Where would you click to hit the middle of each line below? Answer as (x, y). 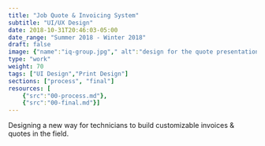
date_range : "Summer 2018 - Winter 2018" (77, 37)
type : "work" (30, 60)
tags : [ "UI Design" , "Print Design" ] (68, 74)
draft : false (30, 45)
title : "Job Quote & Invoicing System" (74, 15)
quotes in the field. (39, 133)
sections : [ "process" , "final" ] (61, 81)
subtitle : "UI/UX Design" (50, 23)
